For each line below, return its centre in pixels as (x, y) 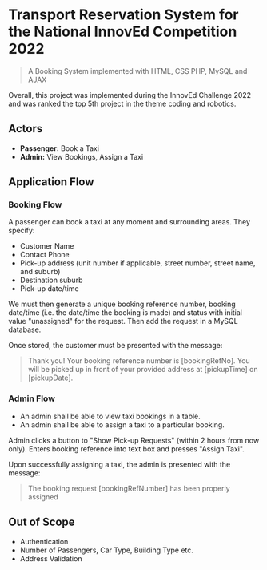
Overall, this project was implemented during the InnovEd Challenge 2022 (130, 95)
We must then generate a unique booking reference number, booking (122, 304)
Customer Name (47, 246)
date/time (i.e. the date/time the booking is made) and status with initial (125, 313)
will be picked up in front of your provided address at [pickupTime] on (143, 370)
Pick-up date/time (49, 289)
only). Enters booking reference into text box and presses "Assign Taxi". (127, 449)
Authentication (44, 541)
